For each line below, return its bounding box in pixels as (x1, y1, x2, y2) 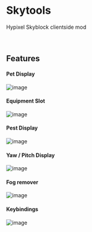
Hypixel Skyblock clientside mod (6, 23, 87, 31)
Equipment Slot (6, 97, 45, 105)
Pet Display (6, 70, 35, 77)
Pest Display (6, 124, 38, 132)
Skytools (6, 4, 51, 17)
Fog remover (6, 178, 39, 186)
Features (6, 53, 40, 64)
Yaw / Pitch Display (6, 151, 55, 159)
